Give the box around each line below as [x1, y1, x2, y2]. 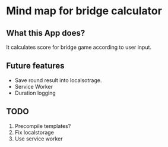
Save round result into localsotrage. [14, 76, 102, 84]
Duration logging [14, 89, 56, 96]
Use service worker [14, 135, 63, 142]
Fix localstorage [14, 129, 55, 136]
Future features [6, 61, 65, 71]
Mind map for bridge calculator [6, 4, 162, 18]
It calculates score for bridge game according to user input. [6, 43, 152, 51]
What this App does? [6, 28, 85, 38]
